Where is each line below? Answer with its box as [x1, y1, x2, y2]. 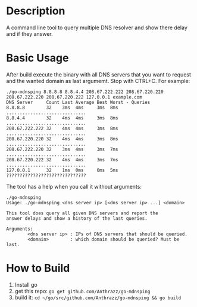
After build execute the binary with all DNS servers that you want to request [6, 70, 192, 78]
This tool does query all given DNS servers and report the [6, 210, 159, 216]
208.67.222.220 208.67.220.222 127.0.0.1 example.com [6, 94, 143, 100]
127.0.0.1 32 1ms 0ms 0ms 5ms [6, 167, 118, 173]
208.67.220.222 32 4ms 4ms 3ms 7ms [6, 156, 118, 162]
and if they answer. [6, 30, 54, 37]
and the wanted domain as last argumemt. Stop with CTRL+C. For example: [6, 77, 190, 84]
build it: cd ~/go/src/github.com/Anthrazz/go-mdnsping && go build [14, 294, 182, 301]
